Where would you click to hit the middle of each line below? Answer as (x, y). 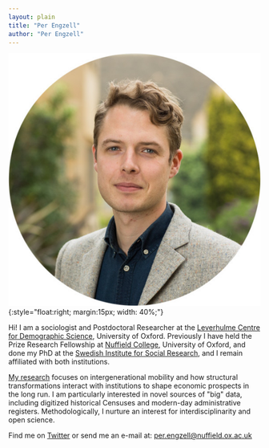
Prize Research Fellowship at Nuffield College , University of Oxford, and (127, 344)
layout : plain (32, 17)
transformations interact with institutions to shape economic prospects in (129, 386)
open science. (32, 420)
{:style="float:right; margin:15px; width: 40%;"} (86, 312)
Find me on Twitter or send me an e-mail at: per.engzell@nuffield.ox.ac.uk (130, 436)
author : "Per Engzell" (46, 34)
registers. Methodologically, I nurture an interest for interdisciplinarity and (129, 411)
